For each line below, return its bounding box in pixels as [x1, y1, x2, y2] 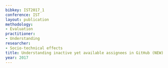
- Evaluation [5, 27, 33, 32]
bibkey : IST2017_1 [5, 7, 45, 13]
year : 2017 [5, 55, 29, 60]
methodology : [5, 21, 33, 27]
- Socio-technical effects [5, 46, 63, 51]
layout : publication [5, 17, 50, 22]
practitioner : [5, 31, 36, 36]
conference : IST [5, 12, 40, 17]
